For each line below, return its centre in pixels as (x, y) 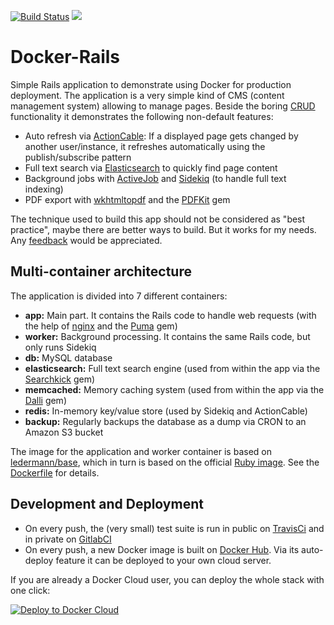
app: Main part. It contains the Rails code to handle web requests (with (170, 315)
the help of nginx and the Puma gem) (101, 326)
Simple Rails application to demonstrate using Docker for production (151, 84)
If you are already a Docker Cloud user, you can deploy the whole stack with (167, 579)
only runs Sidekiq (60, 347)
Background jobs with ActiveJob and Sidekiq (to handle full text (155, 178)
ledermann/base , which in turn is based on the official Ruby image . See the (165, 462)
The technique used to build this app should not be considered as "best (158, 219)
